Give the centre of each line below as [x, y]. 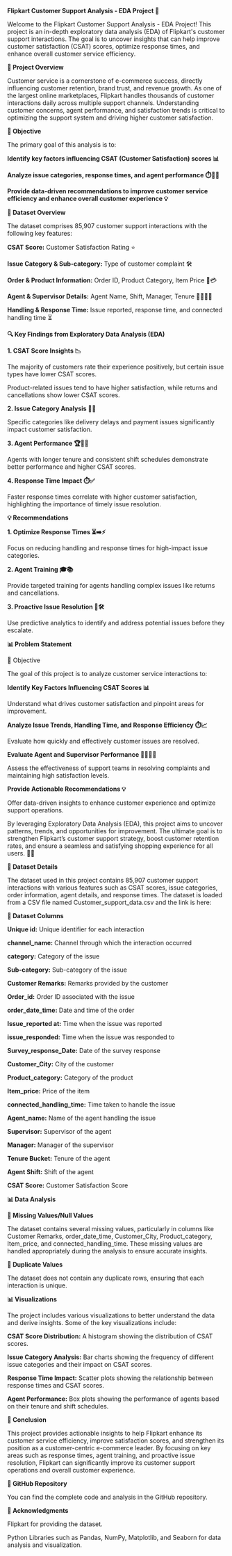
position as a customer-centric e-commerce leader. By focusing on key [109, 1448]
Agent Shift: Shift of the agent [50, 1172]
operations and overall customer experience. [71, 1470]
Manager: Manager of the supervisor [60, 1145]
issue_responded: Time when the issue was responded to [91, 1037]
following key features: [40, 233]
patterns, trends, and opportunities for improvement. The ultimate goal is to [115, 831]
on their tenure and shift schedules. [58, 1406]
